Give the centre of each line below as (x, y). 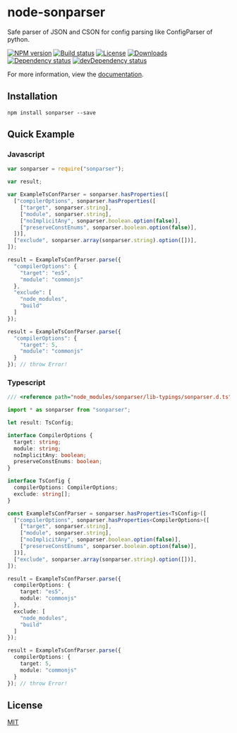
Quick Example (41, 135)
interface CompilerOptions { (50, 435)
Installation (32, 96)
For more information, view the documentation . (75, 74)
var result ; (25, 182)
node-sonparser (56, 12)
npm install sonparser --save (52, 113)
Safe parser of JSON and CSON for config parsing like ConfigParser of (110, 32)
